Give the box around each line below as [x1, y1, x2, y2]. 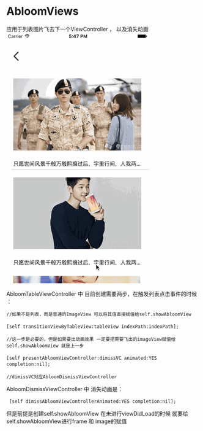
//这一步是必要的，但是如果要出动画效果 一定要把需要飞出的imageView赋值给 [6, 336, 176, 342]
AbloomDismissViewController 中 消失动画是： [6, 385, 124, 392]
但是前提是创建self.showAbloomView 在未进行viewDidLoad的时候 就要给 [6, 410, 188, 417]
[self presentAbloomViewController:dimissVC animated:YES [6, 355, 157, 361]
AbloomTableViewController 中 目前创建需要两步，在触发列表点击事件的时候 [6, 290, 197, 297]
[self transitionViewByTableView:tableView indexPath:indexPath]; [6, 324, 179, 330]
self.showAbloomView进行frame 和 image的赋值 [6, 417, 127, 425]
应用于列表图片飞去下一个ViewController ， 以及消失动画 [6, 25, 149, 33]
